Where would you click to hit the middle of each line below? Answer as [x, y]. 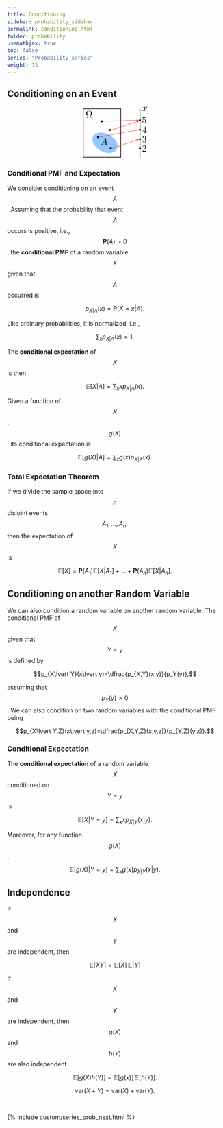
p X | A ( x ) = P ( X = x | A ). [115, 309]
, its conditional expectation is [49, 444]
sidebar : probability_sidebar [50, 22]
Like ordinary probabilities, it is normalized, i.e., [74, 323]
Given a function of [34, 401]
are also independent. [38, 1064]
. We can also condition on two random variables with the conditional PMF [112, 710]
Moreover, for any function [44, 835]
